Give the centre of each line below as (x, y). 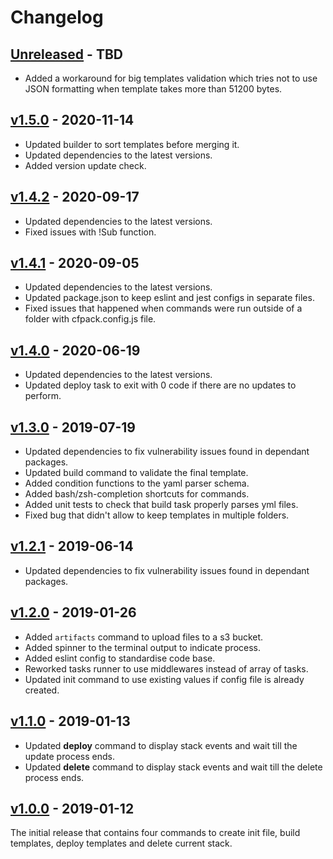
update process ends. (69, 756)
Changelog (57, 17)
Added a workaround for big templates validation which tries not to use (171, 78)
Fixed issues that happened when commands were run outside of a (163, 308)
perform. (43, 396)
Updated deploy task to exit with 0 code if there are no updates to (160, 385)
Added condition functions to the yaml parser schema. (137, 483)
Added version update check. (85, 165)
